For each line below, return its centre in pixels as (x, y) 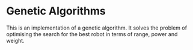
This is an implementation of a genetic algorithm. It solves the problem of (97, 28)
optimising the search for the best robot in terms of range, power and (92, 34)
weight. (16, 40)
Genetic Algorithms (56, 11)
